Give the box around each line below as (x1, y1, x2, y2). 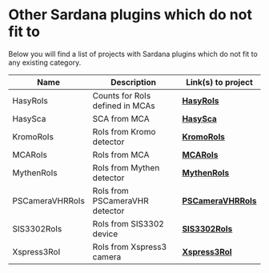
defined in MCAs (92, 100, 156, 111)
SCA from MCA (92, 113, 150, 124)
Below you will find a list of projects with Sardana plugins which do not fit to (8, 49, 258, 58)
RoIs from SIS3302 (92, 218, 164, 229)
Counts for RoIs (92, 90, 151, 101)
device (92, 228, 118, 239)
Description (110, 76, 156, 87)
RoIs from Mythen (92, 162, 160, 173)
